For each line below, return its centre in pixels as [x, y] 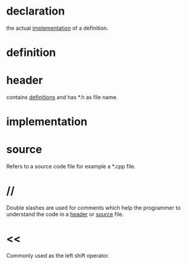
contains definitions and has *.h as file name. [62, 97]
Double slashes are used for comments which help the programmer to [93, 208]
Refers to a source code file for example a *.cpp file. [71, 167]
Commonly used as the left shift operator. [58, 256]
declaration [36, 11]
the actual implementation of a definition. [57, 28]
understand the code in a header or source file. [65, 215]
